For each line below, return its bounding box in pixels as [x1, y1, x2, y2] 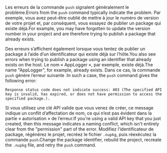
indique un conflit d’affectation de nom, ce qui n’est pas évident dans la [5, 110, 152, 116]
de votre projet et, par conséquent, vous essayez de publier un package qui [5, 20, 161, 26]
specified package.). [5, 96, 50, 101]
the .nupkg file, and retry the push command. [5, 142, 96, 148]
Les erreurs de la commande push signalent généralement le [5, 4, 129, 10]
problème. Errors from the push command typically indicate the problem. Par [5, 9, 161, 15]
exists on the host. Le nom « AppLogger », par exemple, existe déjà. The [5, 62, 153, 67]
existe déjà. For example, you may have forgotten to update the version [5, 25, 151, 31]
